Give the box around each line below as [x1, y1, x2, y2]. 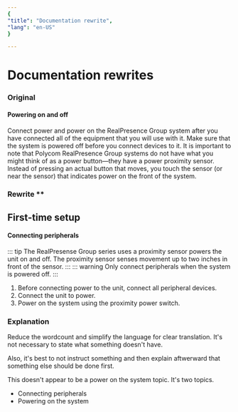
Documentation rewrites [7, 67, 154, 83]
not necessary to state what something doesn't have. [7, 340, 163, 349]
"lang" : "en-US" [7, 24, 55, 31]
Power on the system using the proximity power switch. [17, 299, 180, 307]
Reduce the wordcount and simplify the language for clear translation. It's [7, 333, 222, 341]
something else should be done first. [7, 361, 115, 371]
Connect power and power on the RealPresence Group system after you [7, 126, 218, 135]
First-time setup [7, 211, 80, 223]
